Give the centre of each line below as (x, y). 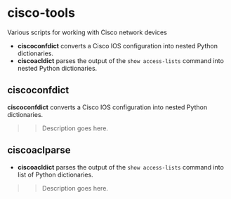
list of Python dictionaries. (55, 174)
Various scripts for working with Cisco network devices (87, 32)
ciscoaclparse (39, 150)
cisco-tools (41, 13)
